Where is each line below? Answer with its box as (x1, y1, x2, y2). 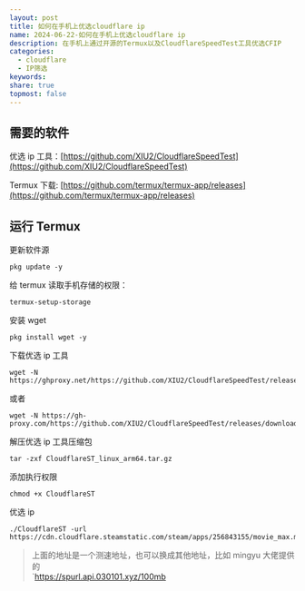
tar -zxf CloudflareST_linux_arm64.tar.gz (9, 455, 172, 464)
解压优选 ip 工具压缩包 (9, 437, 93, 448)
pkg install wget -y (9, 333, 88, 342)
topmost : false (9, 89, 67, 98)
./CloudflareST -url (9, 525, 88, 534)
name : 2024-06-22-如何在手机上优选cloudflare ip (9, 30, 186, 39)
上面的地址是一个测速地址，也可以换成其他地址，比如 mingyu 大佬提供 (31, 550, 295, 561)
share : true (9, 81, 54, 90)
